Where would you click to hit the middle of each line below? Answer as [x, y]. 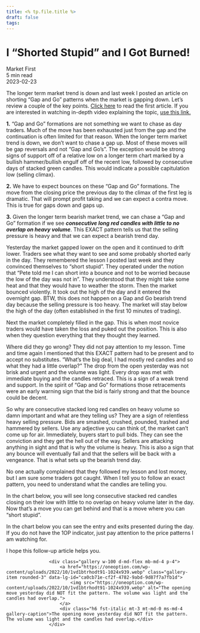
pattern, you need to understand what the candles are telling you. [87, 484]
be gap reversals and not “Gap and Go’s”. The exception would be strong [96, 149]
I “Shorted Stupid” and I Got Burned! [98, 52]
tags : [13, 23]
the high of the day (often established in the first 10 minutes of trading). [94, 311]
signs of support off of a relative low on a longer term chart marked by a [95, 155]
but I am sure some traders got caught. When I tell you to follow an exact [96, 478]
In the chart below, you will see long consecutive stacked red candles [92, 496]
